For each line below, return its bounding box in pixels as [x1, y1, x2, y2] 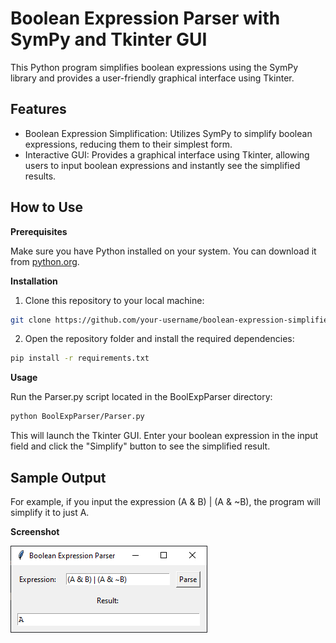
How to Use [10, 199, 84, 216]
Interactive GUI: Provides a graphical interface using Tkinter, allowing [24, 148, 310, 161]
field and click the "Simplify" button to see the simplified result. [10, 440, 271, 452]
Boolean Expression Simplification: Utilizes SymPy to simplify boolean [24, 127, 313, 139]
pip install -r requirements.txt [10, 353, 150, 364]
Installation [10, 275, 58, 287]
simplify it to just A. [10, 507, 90, 518]
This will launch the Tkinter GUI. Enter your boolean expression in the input [10, 430, 319, 442]
